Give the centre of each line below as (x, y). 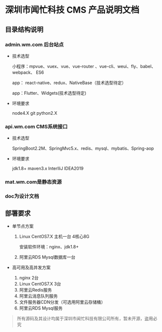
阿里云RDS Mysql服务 (41, 308)
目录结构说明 (24, 29)
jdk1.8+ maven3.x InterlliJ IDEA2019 (48, 169)
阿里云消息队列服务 (39, 296)
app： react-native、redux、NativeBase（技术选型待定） (69, 83)
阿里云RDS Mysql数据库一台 (47, 257)
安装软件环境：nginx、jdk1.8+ (49, 246)
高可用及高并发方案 (31, 267)
